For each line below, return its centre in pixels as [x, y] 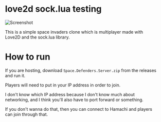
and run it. [15, 75]
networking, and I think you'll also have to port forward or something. [74, 100]
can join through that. [27, 114]
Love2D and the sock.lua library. [37, 37]
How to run [28, 57]
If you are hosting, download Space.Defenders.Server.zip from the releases [81, 70]
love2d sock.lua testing [54, 9]
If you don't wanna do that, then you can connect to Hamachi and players [79, 109]
